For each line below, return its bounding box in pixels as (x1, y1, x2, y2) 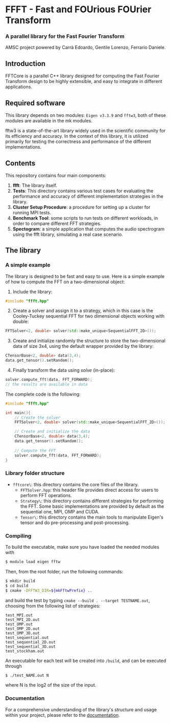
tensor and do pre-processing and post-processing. (20, 519, 130, 526)
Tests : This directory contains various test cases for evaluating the (12, 188, 154, 194)
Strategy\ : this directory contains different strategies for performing (20, 498, 164, 504)
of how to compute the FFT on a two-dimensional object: (5, 278, 125, 285)
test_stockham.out (5, 648, 44, 654)
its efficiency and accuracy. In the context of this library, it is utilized (5, 133, 149, 139)
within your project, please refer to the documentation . (5, 712, 120, 718)
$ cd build (5, 583, 29, 588)
